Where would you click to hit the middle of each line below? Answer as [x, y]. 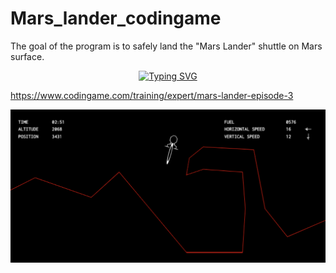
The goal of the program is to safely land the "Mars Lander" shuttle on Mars [166, 46]
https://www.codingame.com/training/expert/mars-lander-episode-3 [152, 95]
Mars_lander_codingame [116, 18]
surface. [27, 56]
